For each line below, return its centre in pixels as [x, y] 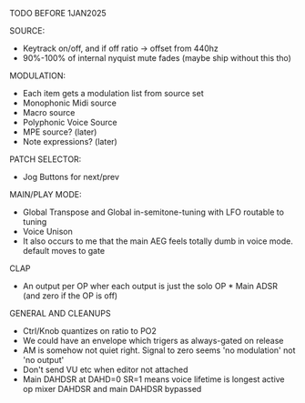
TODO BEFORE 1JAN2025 [58, 13]
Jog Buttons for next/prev [71, 177]
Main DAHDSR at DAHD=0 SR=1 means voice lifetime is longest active [153, 379]
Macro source [49, 112]
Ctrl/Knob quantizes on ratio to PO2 [90, 331]
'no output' [43, 360]
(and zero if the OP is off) [70, 296]
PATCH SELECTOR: [46, 159]
